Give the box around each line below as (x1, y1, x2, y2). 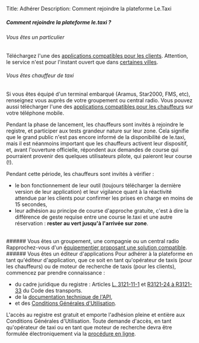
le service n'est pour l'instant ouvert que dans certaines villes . (6, 58, 159, 65)
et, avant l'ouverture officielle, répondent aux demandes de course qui (6, 146, 179, 153)
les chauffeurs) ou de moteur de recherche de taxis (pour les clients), (6, 263, 176, 270)
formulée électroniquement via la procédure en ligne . (6, 330, 137, 337)
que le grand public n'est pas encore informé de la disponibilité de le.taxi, (6, 133, 186, 140)
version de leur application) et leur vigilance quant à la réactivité (14, 188, 172, 195)
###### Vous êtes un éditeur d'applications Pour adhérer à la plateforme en (6, 250, 193, 257)
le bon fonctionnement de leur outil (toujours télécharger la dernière (14, 181, 181, 189)
